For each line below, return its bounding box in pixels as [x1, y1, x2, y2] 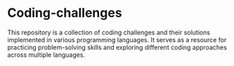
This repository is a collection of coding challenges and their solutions [7, 28, 211, 37]
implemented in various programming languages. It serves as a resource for [7, 35, 227, 44]
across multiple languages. [7, 51, 86, 59]
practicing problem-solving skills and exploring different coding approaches [7, 43, 227, 51]
